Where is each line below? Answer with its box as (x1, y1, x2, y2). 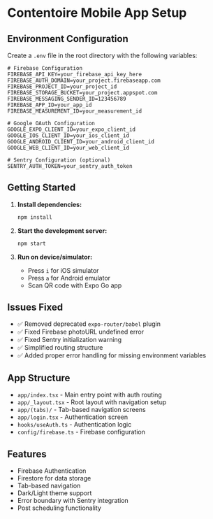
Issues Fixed (7, 301, 64, 313)
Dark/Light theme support (17, 489, 92, 497)
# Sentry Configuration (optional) (7, 157, 111, 164)
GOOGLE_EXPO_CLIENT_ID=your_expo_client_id (7, 126, 136, 133)
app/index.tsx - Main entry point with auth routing (17, 390, 162, 399)
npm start (17, 240, 47, 247)
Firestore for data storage (17, 474, 91, 482)
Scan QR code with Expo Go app (27, 281, 122, 290)
